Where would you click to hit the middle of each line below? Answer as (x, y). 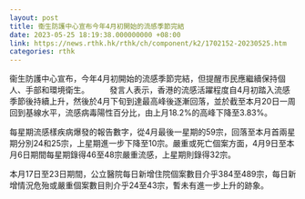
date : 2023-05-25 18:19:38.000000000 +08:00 (95, 35)
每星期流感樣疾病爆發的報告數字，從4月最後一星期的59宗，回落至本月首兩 (149, 132)
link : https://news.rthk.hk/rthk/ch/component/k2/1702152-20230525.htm (148, 43)
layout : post (34, 18)
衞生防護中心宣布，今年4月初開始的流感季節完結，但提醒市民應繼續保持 (144, 79)
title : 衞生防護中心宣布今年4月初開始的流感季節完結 (97, 26)
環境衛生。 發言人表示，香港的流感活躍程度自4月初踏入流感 (169, 90)
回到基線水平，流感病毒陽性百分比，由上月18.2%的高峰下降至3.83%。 (141, 113)
